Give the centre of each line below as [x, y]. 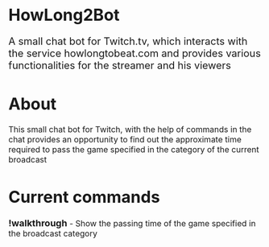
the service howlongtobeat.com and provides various [135, 54]
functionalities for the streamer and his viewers [120, 66]
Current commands [84, 197]
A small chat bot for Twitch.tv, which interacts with [128, 41]
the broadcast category [53, 233]
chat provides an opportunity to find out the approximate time [125, 140]
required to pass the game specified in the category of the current [134, 150]
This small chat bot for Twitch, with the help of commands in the [130, 130]
